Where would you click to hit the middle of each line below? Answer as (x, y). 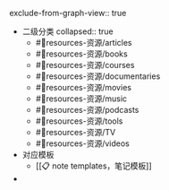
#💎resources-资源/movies (84, 87)
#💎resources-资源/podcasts (87, 110)
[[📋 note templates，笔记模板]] (93, 166)
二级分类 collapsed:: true (68, 31)
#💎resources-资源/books (81, 54)
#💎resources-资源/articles (84, 43)
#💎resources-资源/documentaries (98, 76)
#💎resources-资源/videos (82, 143)
